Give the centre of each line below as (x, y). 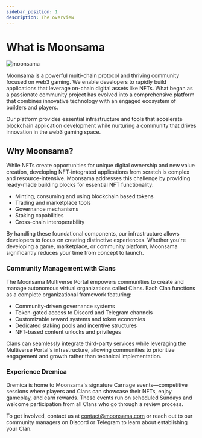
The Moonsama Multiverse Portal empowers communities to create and (95, 281)
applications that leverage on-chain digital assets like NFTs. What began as (99, 89)
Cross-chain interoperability (50, 222)
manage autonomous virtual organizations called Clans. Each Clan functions (101, 288)
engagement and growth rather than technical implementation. (84, 356)
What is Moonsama (56, 47)
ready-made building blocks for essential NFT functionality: (80, 185)
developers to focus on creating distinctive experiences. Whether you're (96, 240)
